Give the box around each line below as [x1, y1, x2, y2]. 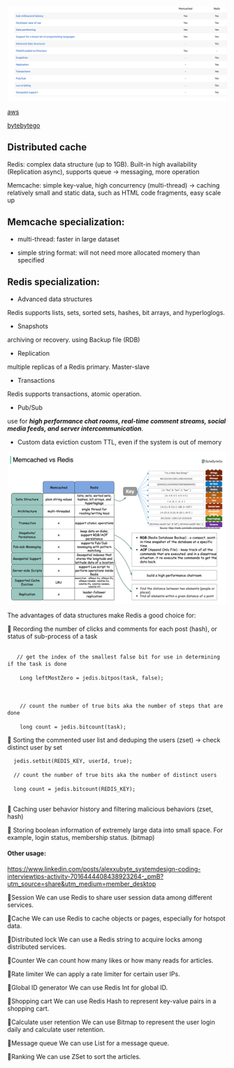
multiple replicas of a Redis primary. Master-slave [7, 363, 150, 371]
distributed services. [7, 942, 66, 951]
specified [17, 255, 45, 264]
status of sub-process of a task [7, 632, 98, 640]
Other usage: [7, 849, 47, 857]
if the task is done [7, 660, 68, 668]
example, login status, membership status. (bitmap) [7, 833, 155, 841]
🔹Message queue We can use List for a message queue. [7, 1039, 170, 1047]
